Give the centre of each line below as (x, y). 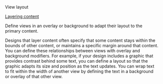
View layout (17, 7)
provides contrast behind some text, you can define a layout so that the (77, 61)
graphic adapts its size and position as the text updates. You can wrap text (80, 66)
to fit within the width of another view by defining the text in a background (79, 71)
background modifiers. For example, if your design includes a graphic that (79, 56)
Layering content (22, 16)
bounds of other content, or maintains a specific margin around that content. (82, 45)
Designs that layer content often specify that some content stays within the (80, 40)
